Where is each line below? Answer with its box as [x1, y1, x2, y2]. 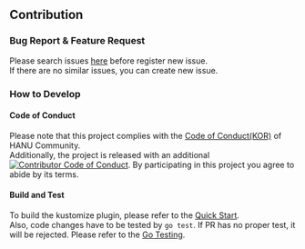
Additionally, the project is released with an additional [9, 149, 210, 160]
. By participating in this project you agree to [127, 159, 295, 170]
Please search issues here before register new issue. [9, 55, 208, 66]
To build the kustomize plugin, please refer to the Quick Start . [9, 210, 239, 221]
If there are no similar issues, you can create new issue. [9, 65, 219, 75]
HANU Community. [9, 140, 81, 151]
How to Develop [9, 87, 81, 100]
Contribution [9, 7, 84, 23]
